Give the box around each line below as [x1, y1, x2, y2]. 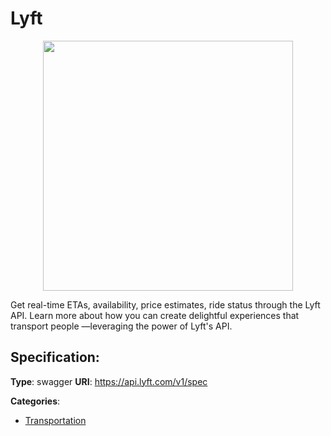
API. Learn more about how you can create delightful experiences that [10, 309, 300, 321]
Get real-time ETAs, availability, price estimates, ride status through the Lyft [10, 298, 321, 311]
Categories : [10, 395, 61, 407]
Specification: [10, 349, 100, 366]
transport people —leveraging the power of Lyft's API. [10, 320, 233, 332]
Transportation [24, 414, 87, 426]
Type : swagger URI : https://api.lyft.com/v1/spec [10, 375, 208, 387]
